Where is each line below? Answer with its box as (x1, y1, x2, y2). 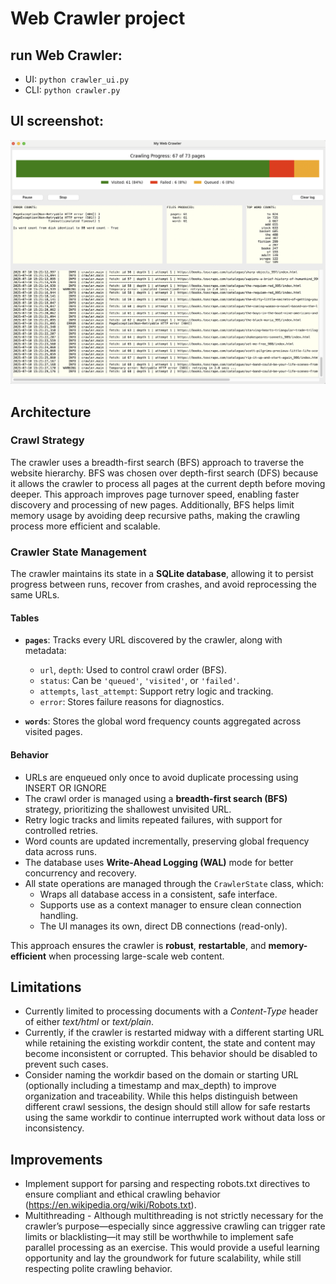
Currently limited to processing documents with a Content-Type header (24, 1005, 319, 1017)
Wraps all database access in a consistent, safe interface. (39, 888, 278, 900)
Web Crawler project (10, 7, 186, 30)
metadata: (24, 645, 67, 657)
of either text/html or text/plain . (24, 1016, 154, 1028)
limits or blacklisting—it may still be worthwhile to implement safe (24, 1231, 295, 1243)
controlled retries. (24, 824, 99, 836)
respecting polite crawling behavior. (24, 1263, 173, 1275)
